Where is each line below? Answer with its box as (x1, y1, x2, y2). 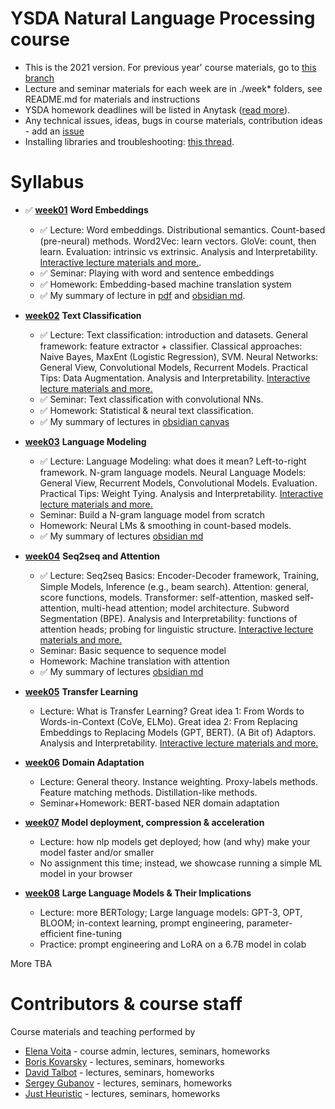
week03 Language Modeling (24, 435, 147, 447)
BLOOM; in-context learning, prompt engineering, (39, 917, 245, 929)
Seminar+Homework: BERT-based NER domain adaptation (39, 797, 280, 809)
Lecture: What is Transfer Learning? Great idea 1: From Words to (39, 705, 305, 717)
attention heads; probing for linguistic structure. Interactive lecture (39, 623, 314, 635)
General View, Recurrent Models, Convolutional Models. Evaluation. (39, 477, 318, 489)
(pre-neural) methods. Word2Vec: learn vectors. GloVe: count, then (39, 235, 317, 247)
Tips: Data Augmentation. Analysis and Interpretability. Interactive (39, 372, 311, 384)
